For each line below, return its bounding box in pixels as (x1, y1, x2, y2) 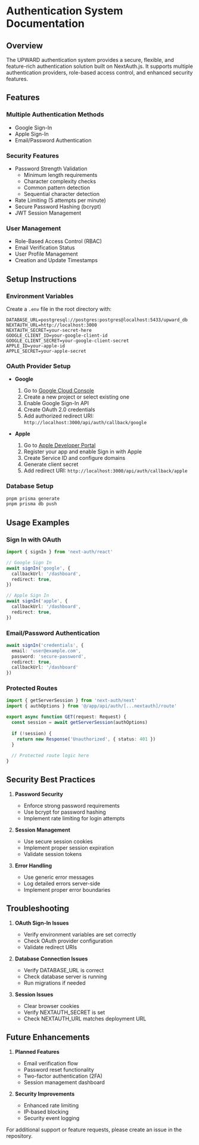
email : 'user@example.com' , (11, 648, 82, 654)
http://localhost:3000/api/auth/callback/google (23, 420, 147, 426)
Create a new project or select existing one (23, 393, 130, 400)
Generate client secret (23, 461, 79, 468)
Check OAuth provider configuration (23, 937, 113, 944)
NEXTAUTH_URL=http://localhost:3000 (6, 322, 97, 328)
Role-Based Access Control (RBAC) (14, 238, 102, 245)
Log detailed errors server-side (23, 880, 101, 887)
